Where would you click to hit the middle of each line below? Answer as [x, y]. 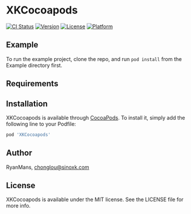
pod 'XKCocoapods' [28, 135]
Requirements [32, 84]
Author [19, 153]
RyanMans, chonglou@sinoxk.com [48, 167]
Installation [27, 103]
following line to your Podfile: [41, 124]
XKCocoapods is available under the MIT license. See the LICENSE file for [95, 199]
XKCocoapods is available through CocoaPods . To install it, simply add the [96, 117]
